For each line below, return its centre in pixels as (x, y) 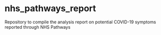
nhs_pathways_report (50, 9)
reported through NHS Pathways (38, 27)
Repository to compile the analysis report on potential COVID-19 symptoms (80, 22)
